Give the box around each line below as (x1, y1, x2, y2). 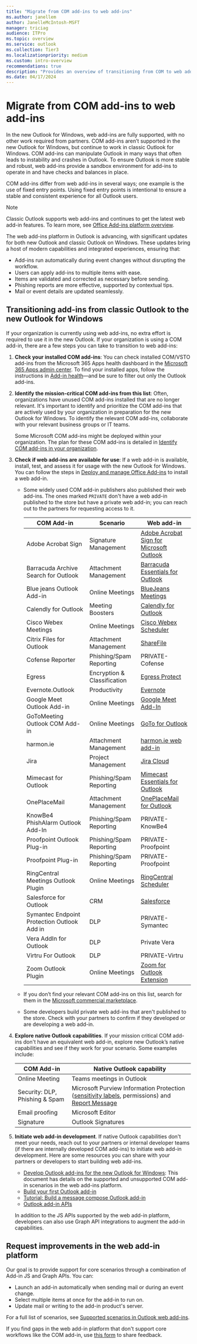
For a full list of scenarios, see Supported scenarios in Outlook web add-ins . (6, 1313, 190, 1321)
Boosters (89, 609, 114, 617)
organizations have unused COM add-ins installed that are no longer (14, 396, 180, 403)
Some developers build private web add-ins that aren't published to (23, 1008, 186, 1015)
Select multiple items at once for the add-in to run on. (14, 1296, 144, 1303)
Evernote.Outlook (26, 685, 75, 694)
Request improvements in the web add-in (6, 1241, 160, 1251)
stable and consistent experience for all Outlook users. (6, 193, 138, 200)
